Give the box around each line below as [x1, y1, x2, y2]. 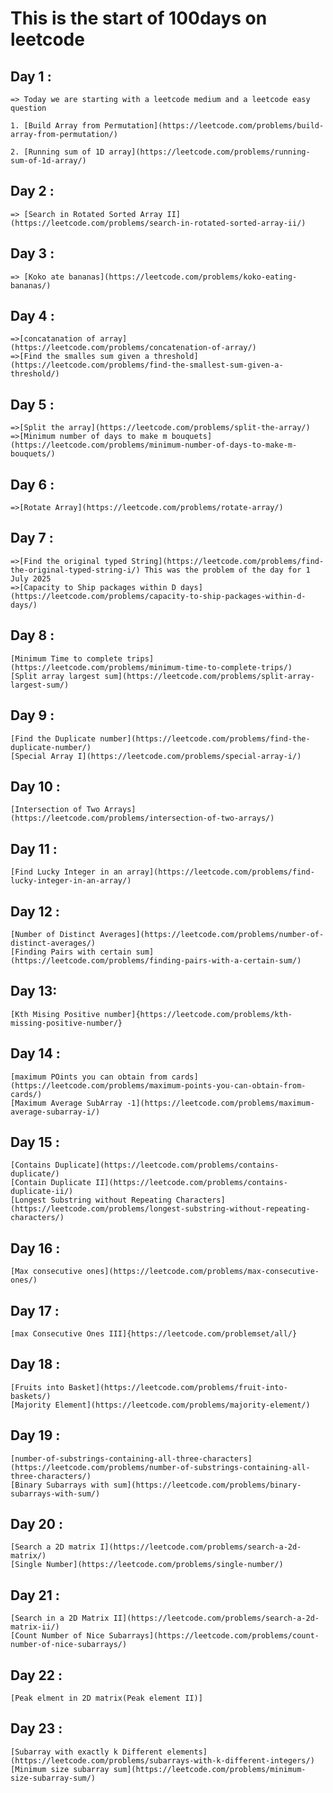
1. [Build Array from [10, 121, 101, 131]
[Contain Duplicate [10, 1178, 92, 1188]
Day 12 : [10, 903, 60, 920]
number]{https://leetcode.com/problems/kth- [104, 1009, 293, 1019]
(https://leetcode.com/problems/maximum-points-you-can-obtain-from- [10, 1080, 307, 1091]
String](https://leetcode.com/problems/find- [131, 556, 325, 566]
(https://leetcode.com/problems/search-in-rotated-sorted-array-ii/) [10, 218, 307, 228]
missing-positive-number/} [10, 1018, 123, 1028]
